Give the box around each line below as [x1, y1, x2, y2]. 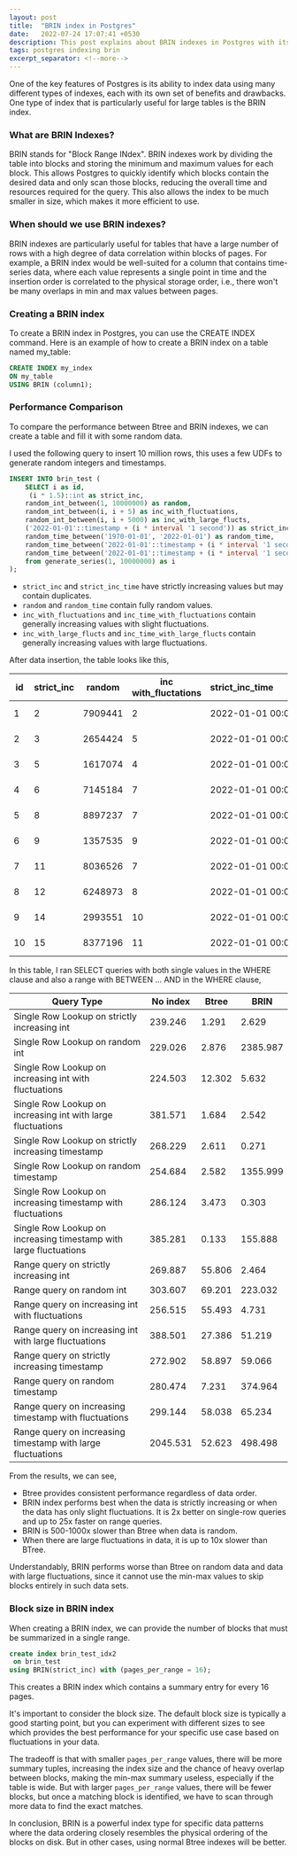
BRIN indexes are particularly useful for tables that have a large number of [9, 238, 279, 249]
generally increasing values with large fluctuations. [21, 637, 208, 648]
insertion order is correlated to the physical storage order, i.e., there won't [9, 276, 278, 286]
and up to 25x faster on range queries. [21, 1517, 163, 1527]
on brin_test [12, 1657, 62, 1666]
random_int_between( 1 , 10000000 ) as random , [25, 499, 192, 508]
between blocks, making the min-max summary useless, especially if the [9, 1773, 274, 1783]
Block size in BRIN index [9, 1603, 115, 1615]
